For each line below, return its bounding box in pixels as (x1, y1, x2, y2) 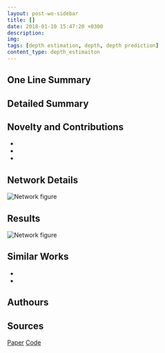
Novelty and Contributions (7, 122, 124, 133)
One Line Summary (7, 74, 91, 86)
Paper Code (7, 338, 41, 347)
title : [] (7, 17, 36, 23)
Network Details (7, 174, 78, 186)
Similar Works (7, 251, 69, 263)
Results (7, 212, 41, 225)
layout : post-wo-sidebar (7, 10, 79, 17)
